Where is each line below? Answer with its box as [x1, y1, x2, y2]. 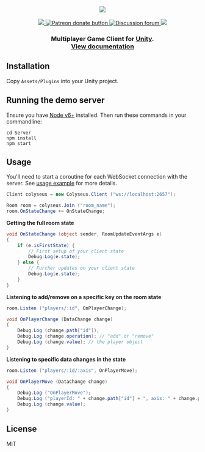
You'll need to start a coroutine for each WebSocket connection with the [6, 173, 188, 180]
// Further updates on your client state [28, 265, 135, 272]
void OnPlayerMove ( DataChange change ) [6, 379, 108, 385]
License [6, 424, 37, 434]
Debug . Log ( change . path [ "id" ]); [17, 327, 99, 334]
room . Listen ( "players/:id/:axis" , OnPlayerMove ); [6, 367, 138, 374]
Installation [6, 61, 50, 72]
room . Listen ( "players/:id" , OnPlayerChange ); [6, 305, 127, 311]
